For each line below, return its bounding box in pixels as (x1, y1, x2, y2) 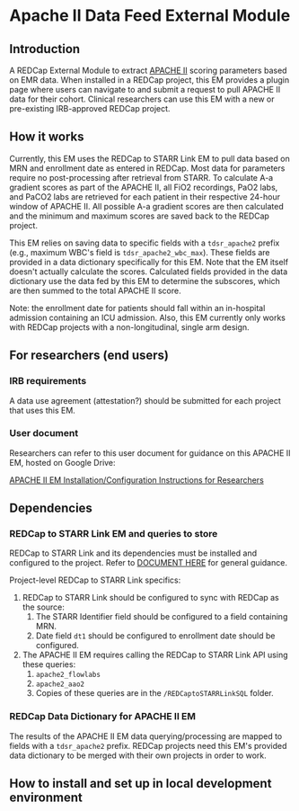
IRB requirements (9, 375, 87, 388)
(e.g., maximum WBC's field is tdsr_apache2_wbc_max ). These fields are (9, 246, 271, 257)
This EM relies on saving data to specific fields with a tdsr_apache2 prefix (9, 237, 280, 248)
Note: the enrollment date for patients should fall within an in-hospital (9, 302, 266, 313)
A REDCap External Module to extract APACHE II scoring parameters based (9, 65, 287, 76)
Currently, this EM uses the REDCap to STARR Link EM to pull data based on (9, 153, 290, 164)
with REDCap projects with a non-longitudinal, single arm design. (9, 321, 250, 333)
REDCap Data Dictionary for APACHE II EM (9, 710, 196, 723)
